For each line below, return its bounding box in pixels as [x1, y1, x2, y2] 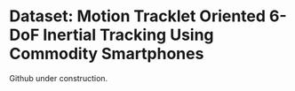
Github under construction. [9, 72, 108, 83]
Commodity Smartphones [9, 44, 204, 64]
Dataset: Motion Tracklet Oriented [9, 6, 267, 27]
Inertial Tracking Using [43, 25, 215, 45]
